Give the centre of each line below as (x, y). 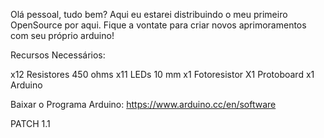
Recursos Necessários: (58, 55)
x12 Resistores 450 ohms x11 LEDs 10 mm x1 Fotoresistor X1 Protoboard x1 (162, 74)
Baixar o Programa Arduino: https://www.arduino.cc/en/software (143, 104)
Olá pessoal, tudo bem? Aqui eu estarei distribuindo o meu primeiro (149, 14)
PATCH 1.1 (30, 123)
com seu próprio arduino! (62, 35)
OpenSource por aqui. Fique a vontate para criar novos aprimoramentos (158, 25)
